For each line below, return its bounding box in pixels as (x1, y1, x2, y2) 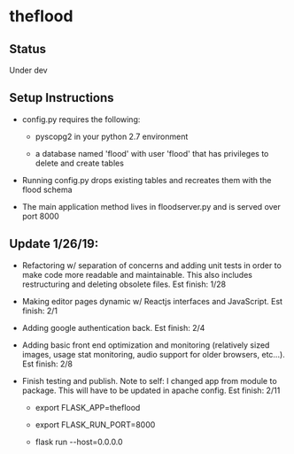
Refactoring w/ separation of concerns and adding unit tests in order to (21, 259, 282, 271)
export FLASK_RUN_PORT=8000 (35, 419, 156, 430)
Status (9, 42, 47, 57)
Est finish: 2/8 (21, 358, 73, 369)
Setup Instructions (9, 90, 114, 105)
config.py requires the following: (21, 113, 141, 125)
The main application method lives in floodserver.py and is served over (21, 201, 282, 212)
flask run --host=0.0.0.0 (35, 436, 123, 447)
